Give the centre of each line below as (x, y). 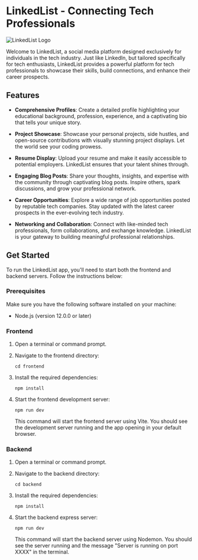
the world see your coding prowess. (58, 146)
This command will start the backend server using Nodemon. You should (103, 539)
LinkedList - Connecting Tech (80, 11)
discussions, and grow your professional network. (75, 188)
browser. (25, 434)
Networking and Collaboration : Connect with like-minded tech (91, 224)
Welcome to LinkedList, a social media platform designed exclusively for (94, 51)
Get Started (28, 256)
